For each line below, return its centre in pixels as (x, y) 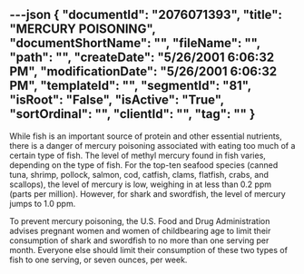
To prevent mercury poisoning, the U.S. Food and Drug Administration (140, 220)
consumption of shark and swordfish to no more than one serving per (139, 240)
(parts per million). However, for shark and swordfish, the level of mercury (147, 193)
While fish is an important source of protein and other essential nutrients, (146, 136)
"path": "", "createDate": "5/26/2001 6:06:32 (142, 58)
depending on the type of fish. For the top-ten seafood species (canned (144, 165)
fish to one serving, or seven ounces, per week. (98, 259)
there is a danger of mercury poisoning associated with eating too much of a (152, 145)
